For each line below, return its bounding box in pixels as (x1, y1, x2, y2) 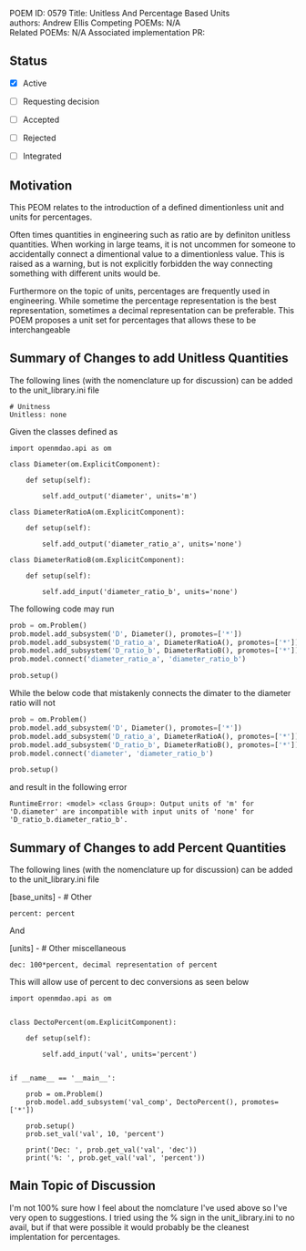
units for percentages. (9, 211, 93, 222)
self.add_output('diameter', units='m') (42, 491, 198, 500)
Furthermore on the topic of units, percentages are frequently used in (9, 285, 270, 296)
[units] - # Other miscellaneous (9, 943, 127, 954)
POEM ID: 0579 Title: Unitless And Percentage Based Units (9, 8, 230, 18)
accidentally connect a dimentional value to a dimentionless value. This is (9, 248, 285, 259)
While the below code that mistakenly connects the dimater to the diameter (9, 688, 291, 698)
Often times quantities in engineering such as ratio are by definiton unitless (9, 229, 291, 240)
